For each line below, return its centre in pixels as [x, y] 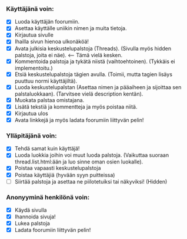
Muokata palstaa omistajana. [49, 100]
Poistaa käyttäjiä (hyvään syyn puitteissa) [65, 175]
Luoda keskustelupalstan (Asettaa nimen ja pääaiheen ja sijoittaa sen [98, 87]
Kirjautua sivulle [34, 35]
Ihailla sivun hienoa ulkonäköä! [52, 42]
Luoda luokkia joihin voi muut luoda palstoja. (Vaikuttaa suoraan [92, 155]
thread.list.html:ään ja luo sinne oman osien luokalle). [79, 162]
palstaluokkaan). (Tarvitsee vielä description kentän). [79, 94]
